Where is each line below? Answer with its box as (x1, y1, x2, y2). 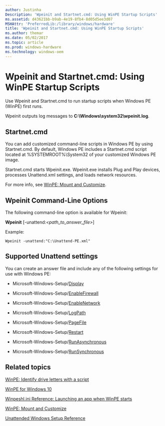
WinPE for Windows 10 (5, 386, 52, 392)
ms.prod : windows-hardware (5, 45, 61, 50)
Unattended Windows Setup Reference (5, 415, 86, 421)
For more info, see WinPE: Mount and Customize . (5, 181, 106, 188)
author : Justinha (5, 7, 41, 13)
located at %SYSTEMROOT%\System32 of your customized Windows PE (5, 151, 156, 158)
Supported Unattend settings (5, 252, 98, 261)
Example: (5, 229, 24, 235)
